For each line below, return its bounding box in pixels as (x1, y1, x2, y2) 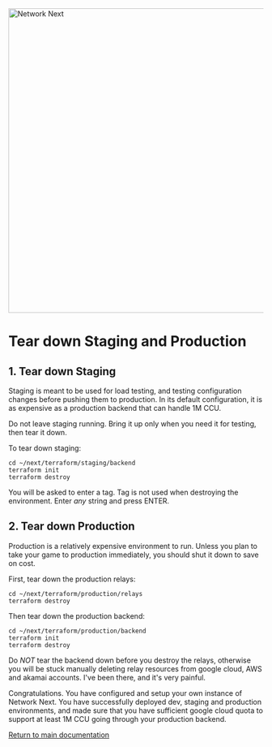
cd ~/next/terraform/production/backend (8, 627, 147, 635)
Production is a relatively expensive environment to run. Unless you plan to (8, 541, 257, 551)
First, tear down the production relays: (8, 574, 136, 584)
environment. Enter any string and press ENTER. (8, 496, 170, 506)
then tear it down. (8, 428, 67, 437)
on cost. (8, 558, 36, 568)
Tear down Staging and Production (8, 332, 247, 351)
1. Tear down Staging (8, 365, 116, 378)
